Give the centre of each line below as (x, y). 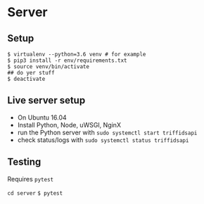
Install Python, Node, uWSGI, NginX (69, 125)
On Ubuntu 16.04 (42, 117)
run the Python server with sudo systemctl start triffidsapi (107, 132)
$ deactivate (26, 79)
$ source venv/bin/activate (49, 67)
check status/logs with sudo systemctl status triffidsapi (103, 140)
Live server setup (46, 100)
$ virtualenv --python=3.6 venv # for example (77, 54)
